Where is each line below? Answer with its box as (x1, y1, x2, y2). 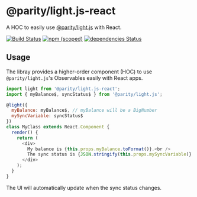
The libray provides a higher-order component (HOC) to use (6, 68, 153, 75)
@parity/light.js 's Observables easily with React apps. (6, 74, 143, 81)
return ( (17, 135, 38, 141)
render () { (11, 129, 38, 135)
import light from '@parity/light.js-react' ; (6, 86, 120, 92)
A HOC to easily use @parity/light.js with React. (6, 24, 122, 31)
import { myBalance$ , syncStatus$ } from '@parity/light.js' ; (6, 91, 163, 97)
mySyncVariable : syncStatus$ (11, 113, 83, 119)
